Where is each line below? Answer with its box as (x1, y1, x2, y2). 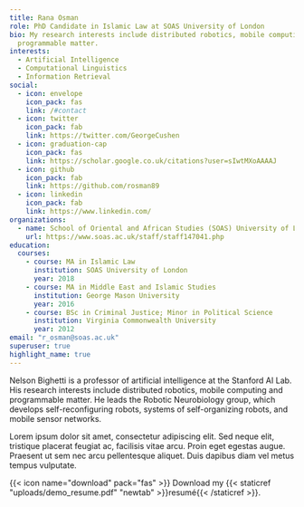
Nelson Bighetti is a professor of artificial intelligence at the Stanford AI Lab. (9, 375, 292, 386)
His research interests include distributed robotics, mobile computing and (9, 384, 283, 395)
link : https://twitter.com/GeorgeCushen (25, 131, 180, 140)
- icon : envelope (17, 89, 83, 98)
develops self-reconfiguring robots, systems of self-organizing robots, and (9, 404, 289, 415)
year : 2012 (33, 325, 75, 334)
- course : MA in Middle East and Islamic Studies (25, 282, 217, 292)
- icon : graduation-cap (17, 139, 107, 148)
